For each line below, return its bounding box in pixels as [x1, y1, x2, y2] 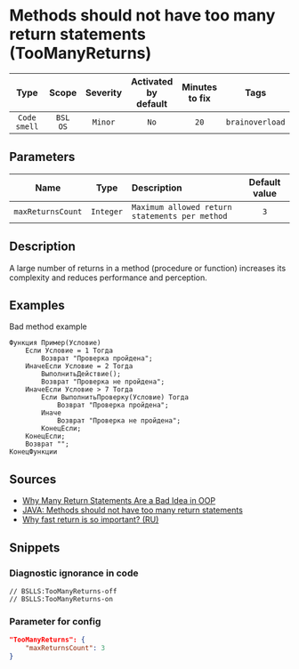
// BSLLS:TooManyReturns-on [9, 594, 114, 603]
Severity [85, 86, 123, 99]
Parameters [9, 149, 76, 165]
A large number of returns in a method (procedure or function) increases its [9, 262, 287, 273]
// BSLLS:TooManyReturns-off [9, 586, 117, 596]
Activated [130, 75, 174, 87]
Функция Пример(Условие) [9, 339, 101, 348]
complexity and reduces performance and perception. [9, 272, 207, 283]
